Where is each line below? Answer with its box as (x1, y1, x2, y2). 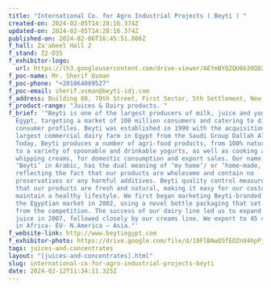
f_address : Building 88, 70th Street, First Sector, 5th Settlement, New (8, 94, 262, 102)
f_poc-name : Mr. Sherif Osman (8, 72, 110, 80)
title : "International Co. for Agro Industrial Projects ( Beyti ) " (8, 11, 248, 20)
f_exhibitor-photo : (8, 237, 74, 245)
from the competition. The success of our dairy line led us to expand (15, 207, 262, 215)
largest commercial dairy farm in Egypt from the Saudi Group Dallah (15, 131, 254, 140)
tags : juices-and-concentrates (8, 244, 114, 253)
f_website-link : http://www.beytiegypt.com (8, 229, 157, 238)
